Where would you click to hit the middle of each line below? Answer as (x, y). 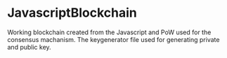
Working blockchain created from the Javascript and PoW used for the (109, 32)
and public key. (29, 47)
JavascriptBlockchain (72, 13)
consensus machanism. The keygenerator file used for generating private (113, 39)
